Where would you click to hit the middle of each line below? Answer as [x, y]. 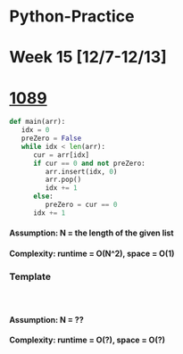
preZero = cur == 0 [81, 205]
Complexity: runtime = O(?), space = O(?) [87, 340]
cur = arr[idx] [61, 155]
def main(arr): [37, 122]
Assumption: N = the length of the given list [91, 233]
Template [30, 276]
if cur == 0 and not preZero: [89, 163]
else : [43, 197]
